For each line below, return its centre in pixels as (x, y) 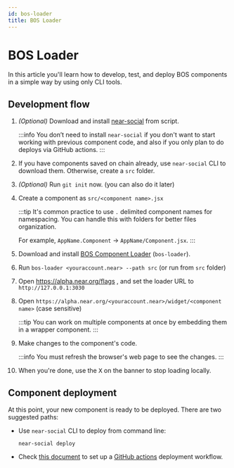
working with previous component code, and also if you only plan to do (121, 142)
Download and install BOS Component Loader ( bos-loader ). (104, 254)
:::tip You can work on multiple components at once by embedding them (123, 322)
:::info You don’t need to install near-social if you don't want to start (117, 135)
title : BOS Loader (35, 20)
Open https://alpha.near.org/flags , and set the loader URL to (106, 282)
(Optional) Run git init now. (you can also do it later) (96, 184)
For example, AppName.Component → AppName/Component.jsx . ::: (107, 241)
